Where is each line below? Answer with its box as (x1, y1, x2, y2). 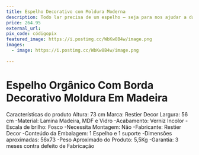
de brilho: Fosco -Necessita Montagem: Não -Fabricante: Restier (23, 123, 182, 131)
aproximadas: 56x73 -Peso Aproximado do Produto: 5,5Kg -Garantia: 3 (6, 136, 179, 143)
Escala (6, 123, 23, 131)
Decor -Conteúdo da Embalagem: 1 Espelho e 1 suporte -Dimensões (6, 129, 172, 137)
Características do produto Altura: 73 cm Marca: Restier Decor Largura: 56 (6, 110, 188, 118)
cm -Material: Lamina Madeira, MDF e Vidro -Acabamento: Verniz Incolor (6, 117, 185, 124)
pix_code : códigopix (6, 31, 57, 37)
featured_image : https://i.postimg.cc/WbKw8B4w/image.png (6, 36, 152, 42)
